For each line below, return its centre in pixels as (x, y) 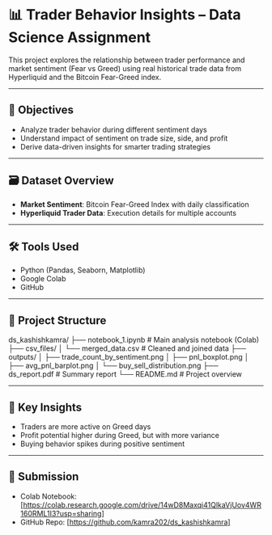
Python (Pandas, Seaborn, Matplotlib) (83, 270)
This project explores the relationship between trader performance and (127, 60)
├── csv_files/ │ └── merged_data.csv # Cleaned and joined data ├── (127, 348)
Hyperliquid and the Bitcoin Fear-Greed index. (85, 77)
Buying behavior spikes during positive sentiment (102, 444)
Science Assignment (80, 38)
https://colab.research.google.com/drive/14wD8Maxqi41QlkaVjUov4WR (142, 504)
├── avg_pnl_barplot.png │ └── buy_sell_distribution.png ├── (113, 366)
